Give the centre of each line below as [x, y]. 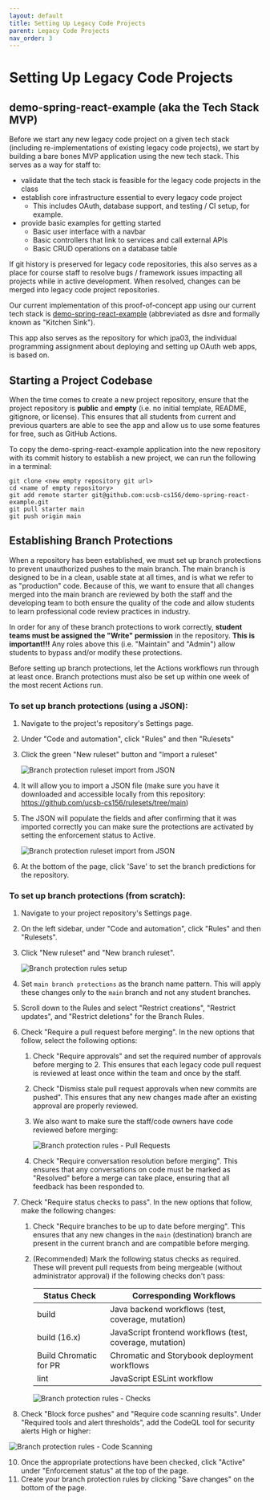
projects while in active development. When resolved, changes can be [125, 281]
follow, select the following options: [79, 1041]
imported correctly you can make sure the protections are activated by [137, 827]
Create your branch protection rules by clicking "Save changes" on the [137, 1479]
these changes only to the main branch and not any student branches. [136, 993]
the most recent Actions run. [56, 685]
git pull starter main [47, 510]
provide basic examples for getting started [91, 223]
